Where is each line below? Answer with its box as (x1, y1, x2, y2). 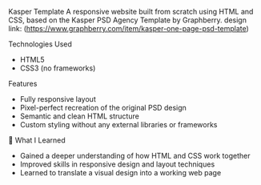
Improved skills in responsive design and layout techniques (19, 159, 215, 169)
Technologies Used (8, 39, 72, 49)
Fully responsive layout (19, 95, 96, 103)
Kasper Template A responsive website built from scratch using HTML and (8, 7, 254, 16)
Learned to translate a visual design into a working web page (19, 168, 222, 177)
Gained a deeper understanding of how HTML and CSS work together (19, 151, 251, 160)
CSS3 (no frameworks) (19, 63, 96, 73)
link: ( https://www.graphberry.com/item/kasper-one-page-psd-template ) (8, 24, 250, 33)
